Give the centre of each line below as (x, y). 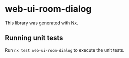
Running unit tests (34, 38)
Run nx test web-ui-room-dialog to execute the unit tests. (65, 50)
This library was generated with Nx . (42, 23)
